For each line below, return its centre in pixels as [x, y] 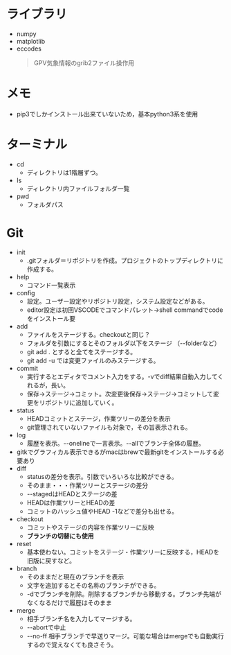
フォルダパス [45, 204]
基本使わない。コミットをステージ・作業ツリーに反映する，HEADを [123, 552]
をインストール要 [51, 318]
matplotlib [31, 41]
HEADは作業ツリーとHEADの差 [71, 503]
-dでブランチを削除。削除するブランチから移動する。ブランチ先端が [124, 594]
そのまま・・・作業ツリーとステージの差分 [87, 485]
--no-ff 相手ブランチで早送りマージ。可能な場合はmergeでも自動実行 [125, 636]
